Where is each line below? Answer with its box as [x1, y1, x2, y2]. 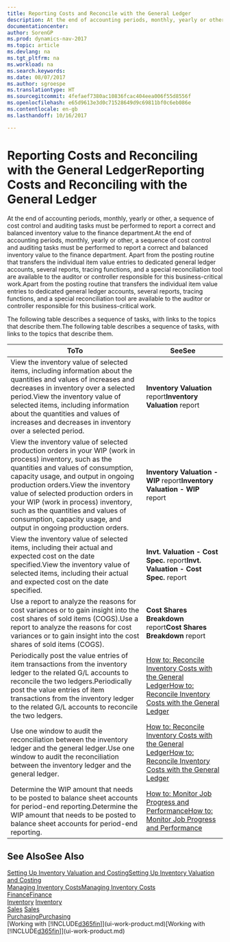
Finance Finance [7, 891, 53, 899]
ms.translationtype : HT [7, 86, 75, 93]
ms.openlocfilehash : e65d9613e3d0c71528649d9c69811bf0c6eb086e [7, 99, 192, 106]
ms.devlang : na [7, 49, 51, 56]
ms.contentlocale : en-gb [7, 106, 78, 113]
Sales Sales [7, 905, 40, 913]
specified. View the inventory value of [10, 560, 130, 569]
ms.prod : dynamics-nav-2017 [7, 36, 88, 43]
